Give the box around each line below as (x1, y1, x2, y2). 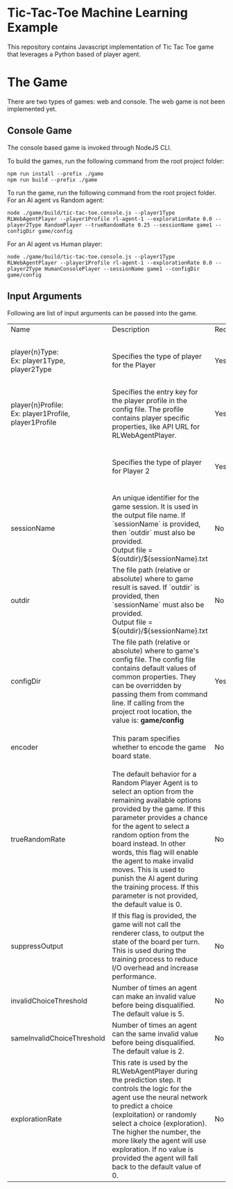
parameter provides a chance (112, 812, 208, 822)
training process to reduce (112, 954, 198, 964)
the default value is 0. (112, 899, 182, 909)
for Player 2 (112, 466, 150, 475)
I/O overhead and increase (112, 962, 199, 972)
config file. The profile (112, 404, 184, 414)
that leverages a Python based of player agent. (7, 50, 141, 58)
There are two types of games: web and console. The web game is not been (7, 97, 225, 106)
